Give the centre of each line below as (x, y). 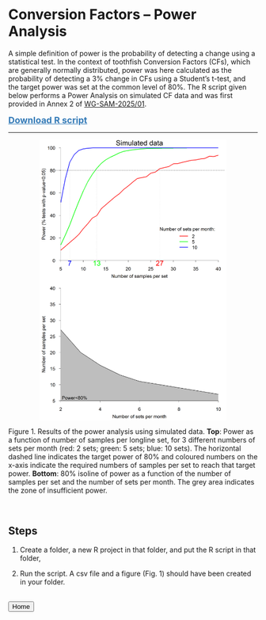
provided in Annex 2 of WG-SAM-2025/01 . (78, 104)
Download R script (48, 120)
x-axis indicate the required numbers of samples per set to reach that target (132, 466)
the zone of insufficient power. (58, 491)
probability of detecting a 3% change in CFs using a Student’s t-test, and (127, 78)
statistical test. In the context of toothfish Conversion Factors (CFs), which (129, 62)
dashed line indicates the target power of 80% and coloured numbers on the (133, 457)
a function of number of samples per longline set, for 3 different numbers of (132, 440)
